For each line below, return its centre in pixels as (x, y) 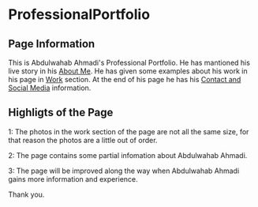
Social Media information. (50, 88)
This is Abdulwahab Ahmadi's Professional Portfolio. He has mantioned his (129, 62)
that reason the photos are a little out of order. (83, 140)
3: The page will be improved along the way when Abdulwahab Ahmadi (124, 171)
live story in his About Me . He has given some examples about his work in (128, 71)
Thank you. (26, 194)
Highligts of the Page (61, 113)
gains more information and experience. (73, 179)
